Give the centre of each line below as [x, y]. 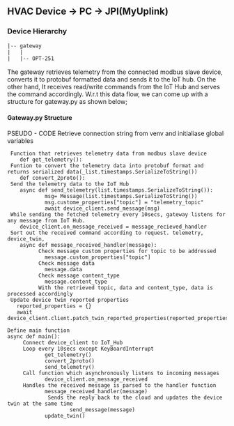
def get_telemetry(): [51, 160]
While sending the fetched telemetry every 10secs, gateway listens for [118, 214]
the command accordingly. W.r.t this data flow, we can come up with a [108, 94]
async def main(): [34, 336]
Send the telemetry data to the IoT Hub [70, 184]
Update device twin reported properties [70, 300]
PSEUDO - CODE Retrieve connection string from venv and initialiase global [116, 133]
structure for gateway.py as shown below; [67, 102]
